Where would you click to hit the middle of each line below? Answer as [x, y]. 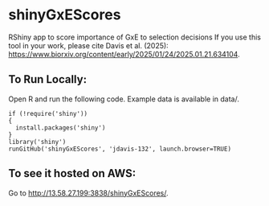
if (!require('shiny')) [48, 113]
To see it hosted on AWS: [72, 173]
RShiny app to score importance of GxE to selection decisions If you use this [134, 37]
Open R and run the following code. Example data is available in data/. [124, 99]
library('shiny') [37, 142]
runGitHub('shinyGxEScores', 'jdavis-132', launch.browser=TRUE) [120, 149]
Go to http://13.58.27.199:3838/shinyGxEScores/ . [88, 193]
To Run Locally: [47, 79]
